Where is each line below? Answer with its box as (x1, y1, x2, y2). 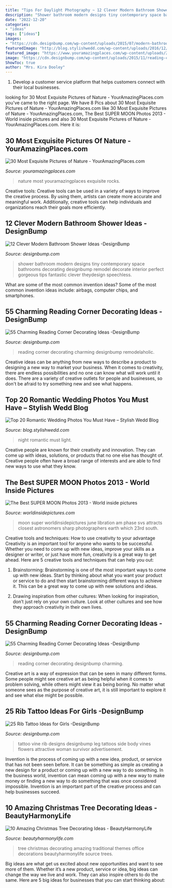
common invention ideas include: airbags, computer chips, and (5, 287, 138, 293)
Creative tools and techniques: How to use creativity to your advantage (5, 535, 156, 542)
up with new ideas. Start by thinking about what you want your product (12, 572, 163, 578)
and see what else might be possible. (5, 692, 84, 698)
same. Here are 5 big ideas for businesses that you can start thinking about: (5, 877, 165, 883)
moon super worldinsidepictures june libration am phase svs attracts (17, 519, 163, 526)
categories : (5, 22, 31, 27)
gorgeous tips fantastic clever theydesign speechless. (17, 272, 132, 278)
